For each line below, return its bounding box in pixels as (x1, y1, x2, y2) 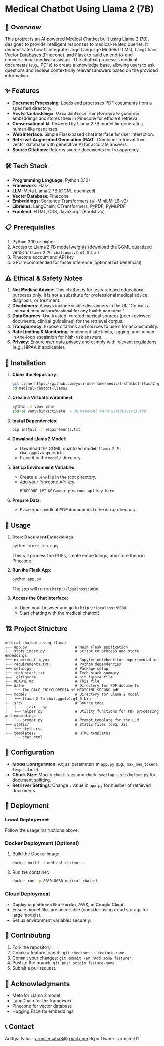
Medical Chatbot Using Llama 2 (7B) (5, 3, 154, 15)
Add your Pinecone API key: (19, 479, 76, 485)
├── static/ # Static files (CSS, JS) (5, 722, 128, 727)
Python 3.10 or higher (12, 239, 55, 245)
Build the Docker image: (12, 851, 61, 857)
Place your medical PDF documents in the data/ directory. (19, 507, 137, 513)
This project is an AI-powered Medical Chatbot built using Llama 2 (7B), (5, 36, 149, 42)
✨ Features (5, 87, 40, 95)
